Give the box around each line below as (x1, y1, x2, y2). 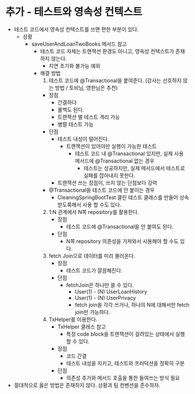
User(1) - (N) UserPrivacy (75, 294, 136, 301)
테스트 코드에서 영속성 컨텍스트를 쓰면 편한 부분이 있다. (13, 26, 139, 33)
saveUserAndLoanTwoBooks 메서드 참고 (31, 40, 127, 47)
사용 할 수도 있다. (82, 201, 122, 208)
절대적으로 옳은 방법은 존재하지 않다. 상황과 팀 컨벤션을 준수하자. (13, 381, 161, 389)
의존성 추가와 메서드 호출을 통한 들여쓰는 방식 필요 (66, 374, 180, 381)
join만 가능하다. (75, 308, 110, 316)
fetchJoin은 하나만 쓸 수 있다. (66, 281, 134, 288)
